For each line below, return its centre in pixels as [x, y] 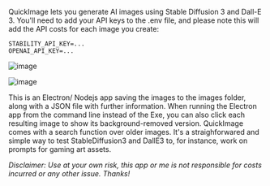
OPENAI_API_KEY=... [41, 51]
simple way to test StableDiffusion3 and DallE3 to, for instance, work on [128, 141]
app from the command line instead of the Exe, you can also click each [127, 115]
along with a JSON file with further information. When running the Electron [133, 106]
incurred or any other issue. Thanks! [69, 173]
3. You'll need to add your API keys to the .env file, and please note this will [134, 20]
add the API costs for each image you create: [84, 29]
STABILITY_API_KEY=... [47, 44]
